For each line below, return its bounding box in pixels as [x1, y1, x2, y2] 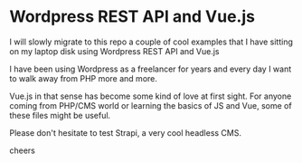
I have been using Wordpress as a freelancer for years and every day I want [9, 63, 292, 74]
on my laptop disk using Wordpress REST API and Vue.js [9, 45, 220, 56]
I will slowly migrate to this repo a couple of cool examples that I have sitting [9, 36, 294, 47]
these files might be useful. [9, 110, 111, 120]
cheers [9, 145, 36, 156]
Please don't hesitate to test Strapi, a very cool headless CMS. [9, 127, 242, 138]
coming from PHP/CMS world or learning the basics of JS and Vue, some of [9, 100, 292, 110]
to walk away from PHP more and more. [9, 72, 158, 83]
